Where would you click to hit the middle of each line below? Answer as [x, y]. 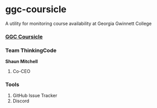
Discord [21, 101]
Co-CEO [21, 71]
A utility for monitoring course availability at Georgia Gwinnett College [78, 23]
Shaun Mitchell [22, 62]
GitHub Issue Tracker [35, 96]
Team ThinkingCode [31, 50]
